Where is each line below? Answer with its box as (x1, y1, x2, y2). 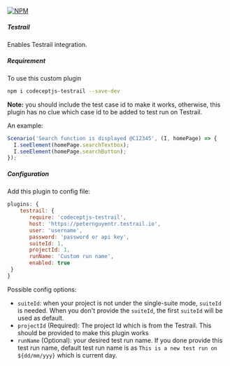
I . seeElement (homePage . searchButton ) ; (13, 148, 127, 155)
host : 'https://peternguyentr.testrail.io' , (29, 220, 161, 227)
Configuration (7, 169, 50, 178)
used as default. (17, 313, 64, 322)
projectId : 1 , (29, 246, 71, 254)
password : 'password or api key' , (29, 233, 130, 240)
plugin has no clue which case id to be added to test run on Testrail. (7, 107, 203, 116)
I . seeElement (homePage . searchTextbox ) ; (13, 141, 130, 149)
